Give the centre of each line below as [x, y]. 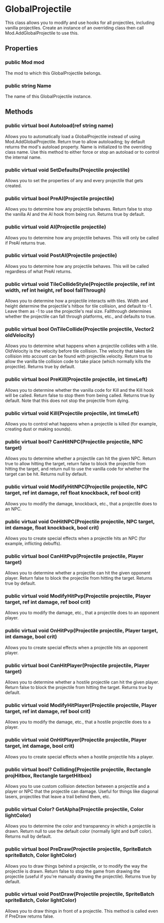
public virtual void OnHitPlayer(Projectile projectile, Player [76, 740]
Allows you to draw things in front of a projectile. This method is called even [82, 911]
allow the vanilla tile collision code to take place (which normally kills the [78, 361]
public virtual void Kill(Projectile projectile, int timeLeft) [72, 413]
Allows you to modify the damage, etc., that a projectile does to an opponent [82, 613]
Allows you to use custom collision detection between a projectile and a [77, 786]
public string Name [28, 86]
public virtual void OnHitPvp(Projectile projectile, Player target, [82, 631]
